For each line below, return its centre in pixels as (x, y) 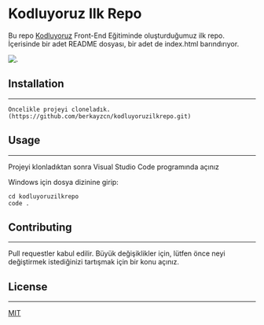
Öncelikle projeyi (38, 109)
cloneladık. (91, 109)
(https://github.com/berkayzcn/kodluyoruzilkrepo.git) (100, 116)
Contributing (40, 227)
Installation (36, 84)
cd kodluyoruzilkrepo (44, 196)
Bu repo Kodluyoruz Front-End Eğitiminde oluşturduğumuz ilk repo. (117, 35)
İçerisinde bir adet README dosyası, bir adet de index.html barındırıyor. (124, 43)
